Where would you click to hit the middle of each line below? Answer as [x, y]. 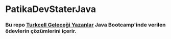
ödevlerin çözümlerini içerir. [41, 31]
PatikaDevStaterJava [51, 9]
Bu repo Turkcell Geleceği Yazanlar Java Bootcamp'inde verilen [86, 25]
